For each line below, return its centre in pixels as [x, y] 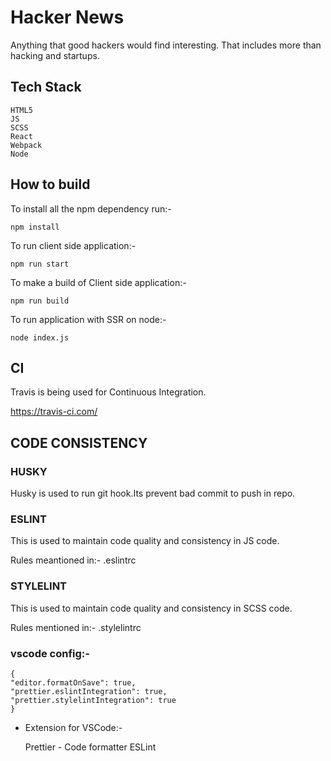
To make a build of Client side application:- [98, 282]
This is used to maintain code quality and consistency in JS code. [145, 541]
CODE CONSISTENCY [79, 442]
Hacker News [67, 17]
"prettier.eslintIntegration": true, [89, 691]
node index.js [40, 337]
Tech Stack [46, 87]
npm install [35, 227]
